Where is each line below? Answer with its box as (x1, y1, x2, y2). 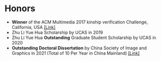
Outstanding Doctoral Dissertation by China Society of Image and (11, 45, 147, 51)
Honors (4, 3, 35, 14)
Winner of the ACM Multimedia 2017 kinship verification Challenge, (11, 19, 148, 25)
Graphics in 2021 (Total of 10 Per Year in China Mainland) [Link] (11, 50, 140, 56)
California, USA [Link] (11, 24, 56, 30)
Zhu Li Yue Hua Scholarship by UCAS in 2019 (11, 29, 104, 35)
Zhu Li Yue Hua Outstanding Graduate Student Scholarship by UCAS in (11, 35, 157, 41)
